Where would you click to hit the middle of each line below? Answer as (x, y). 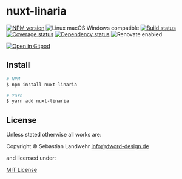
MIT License (22, 170)
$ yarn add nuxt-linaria (38, 101)
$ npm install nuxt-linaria (42, 85)
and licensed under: (31, 158)
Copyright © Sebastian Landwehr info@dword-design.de (78, 146)
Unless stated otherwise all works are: (54, 135)
